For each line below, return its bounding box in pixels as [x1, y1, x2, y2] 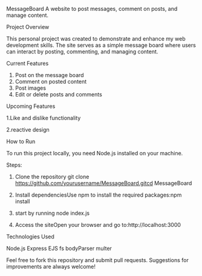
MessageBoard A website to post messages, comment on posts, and [6, 5, 178, 12]
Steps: [6, 161, 22, 169]
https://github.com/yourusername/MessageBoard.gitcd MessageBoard [15, 180, 192, 187]
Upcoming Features [6, 103, 56, 110]
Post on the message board [15, 72, 84, 78]
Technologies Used [6, 233, 54, 240]
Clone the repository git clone [15, 173, 90, 180]
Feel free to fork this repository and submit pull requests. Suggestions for [6, 257, 189, 263]
